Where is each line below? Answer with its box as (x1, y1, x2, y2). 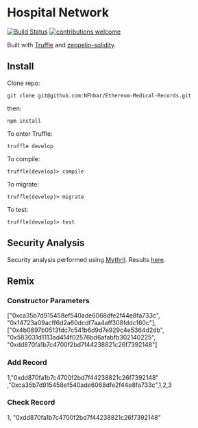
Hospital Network (7, 5, 110, 21)
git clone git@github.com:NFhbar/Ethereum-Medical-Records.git (7, 92, 192, 99)
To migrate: (7, 180, 40, 188)
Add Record (7, 358, 47, 368)
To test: (7, 205, 29, 213)
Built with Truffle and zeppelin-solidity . (7, 40, 116, 49)
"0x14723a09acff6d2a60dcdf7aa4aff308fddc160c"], (7, 319, 156, 327)
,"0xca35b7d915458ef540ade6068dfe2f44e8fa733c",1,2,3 (7, 381, 173, 389)
